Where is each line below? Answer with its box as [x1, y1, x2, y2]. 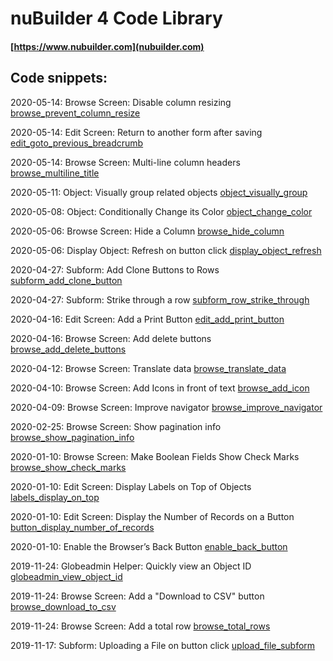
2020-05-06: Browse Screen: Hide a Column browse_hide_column [10, 225, 285, 237]
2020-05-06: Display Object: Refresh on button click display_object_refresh [10, 244, 322, 256]
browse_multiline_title [10, 167, 100, 179]
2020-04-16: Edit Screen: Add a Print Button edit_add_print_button [10, 313, 285, 325]
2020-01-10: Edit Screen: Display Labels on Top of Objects [10, 480, 252, 492]
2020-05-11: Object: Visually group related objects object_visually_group [10, 186, 308, 198]
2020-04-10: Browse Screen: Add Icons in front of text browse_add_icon [10, 382, 310, 394]
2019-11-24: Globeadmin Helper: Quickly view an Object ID [10, 560, 252, 572]
